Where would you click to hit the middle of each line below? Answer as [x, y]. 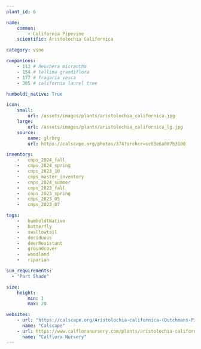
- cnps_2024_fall [41, 160]
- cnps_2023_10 [39, 171]
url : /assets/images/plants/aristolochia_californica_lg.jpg [106, 127]
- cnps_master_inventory [51, 177]
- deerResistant [40, 243]
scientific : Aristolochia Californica [65, 40]
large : [25, 122]
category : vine [25, 50]
